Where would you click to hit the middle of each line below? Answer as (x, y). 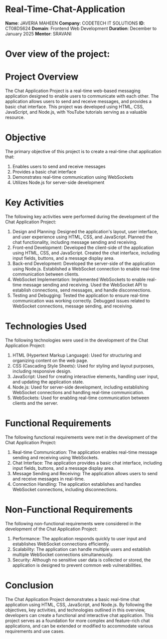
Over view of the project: (58, 54)
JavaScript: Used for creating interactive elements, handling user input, (85, 376)
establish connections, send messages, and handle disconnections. (82, 290)
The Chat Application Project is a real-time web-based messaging (73, 91)
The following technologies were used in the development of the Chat (77, 340)
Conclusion (29, 585)
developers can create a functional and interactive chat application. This (79, 615)
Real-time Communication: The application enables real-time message (85, 452)
